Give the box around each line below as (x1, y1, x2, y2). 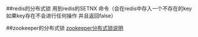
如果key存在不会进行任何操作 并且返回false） (6, 12, 117, 19)
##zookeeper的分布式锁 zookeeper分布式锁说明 (6, 25, 123, 31)
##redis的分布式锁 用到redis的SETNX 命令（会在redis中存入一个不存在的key (6, 5, 192, 12)
